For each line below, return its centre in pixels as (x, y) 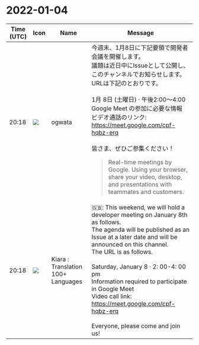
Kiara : (60, 259)
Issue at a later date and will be (134, 237)
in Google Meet (113, 289)
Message (140, 33)
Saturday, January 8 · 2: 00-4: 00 (139, 266)
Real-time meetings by (140, 162)
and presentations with (140, 184)
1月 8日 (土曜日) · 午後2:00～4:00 (139, 100)
